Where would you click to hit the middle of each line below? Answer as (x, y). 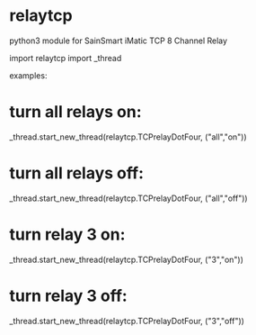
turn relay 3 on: (67, 234)
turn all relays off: (76, 173)
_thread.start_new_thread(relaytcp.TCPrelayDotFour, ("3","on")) (127, 259)
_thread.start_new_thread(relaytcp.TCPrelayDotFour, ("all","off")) (129, 198)
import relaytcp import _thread (66, 58)
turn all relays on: (75, 112)
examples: (28, 75)
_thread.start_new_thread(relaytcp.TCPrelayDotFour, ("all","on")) (128, 137)
